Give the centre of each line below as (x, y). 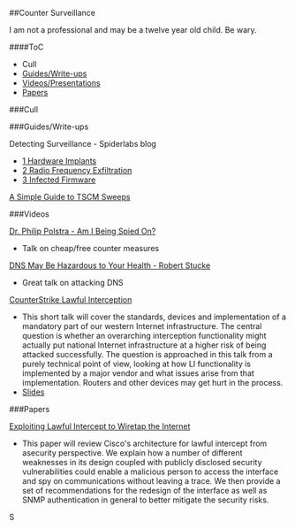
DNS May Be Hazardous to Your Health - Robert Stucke (110, 265)
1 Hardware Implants (59, 161)
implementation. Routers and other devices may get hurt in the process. (152, 383)
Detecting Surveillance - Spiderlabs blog (83, 144)
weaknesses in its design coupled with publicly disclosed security (142, 462)
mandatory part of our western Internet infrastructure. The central (142, 326)
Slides (33, 392)
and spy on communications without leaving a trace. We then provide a (151, 481)
